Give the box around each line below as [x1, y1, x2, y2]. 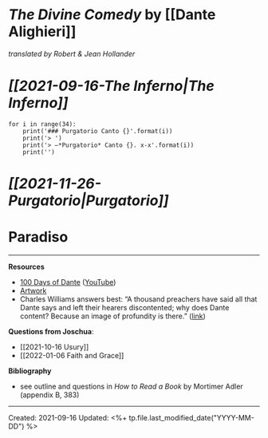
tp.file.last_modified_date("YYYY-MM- [128, 413, 255, 422]
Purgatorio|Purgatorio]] [8, 191, 169, 210]
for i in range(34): [8, 120, 77, 128]
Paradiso [8, 228, 69, 247]
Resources [8, 262, 45, 271]
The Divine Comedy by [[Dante [8, 6, 216, 24]
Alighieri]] [8, 22, 77, 41]
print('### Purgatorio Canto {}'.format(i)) [22, 127, 173, 135]
